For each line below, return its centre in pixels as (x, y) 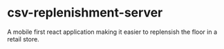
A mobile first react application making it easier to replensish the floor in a (112, 32)
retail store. (23, 39)
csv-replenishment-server (85, 13)
